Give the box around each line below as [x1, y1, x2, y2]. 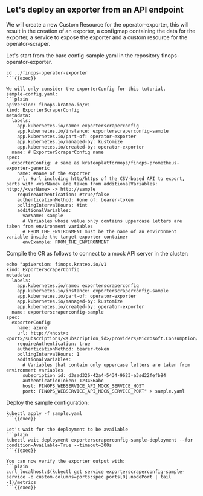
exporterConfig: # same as [11, 159, 80, 166]
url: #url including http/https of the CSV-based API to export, [17, 175, 185, 182]
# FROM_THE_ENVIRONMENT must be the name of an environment [22, 228, 177, 234]
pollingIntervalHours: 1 [17, 351, 80, 357]
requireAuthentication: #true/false [17, 192, 110, 198]
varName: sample [22, 213, 63, 219]
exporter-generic [6, 165, 50, 171]
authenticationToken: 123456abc [22, 378, 104, 384]
